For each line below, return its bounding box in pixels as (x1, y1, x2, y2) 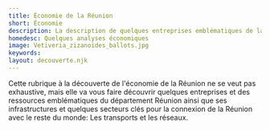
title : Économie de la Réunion (8, 11, 113, 20)
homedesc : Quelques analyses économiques (8, 34, 149, 43)
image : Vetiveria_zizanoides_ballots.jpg (8, 42, 149, 50)
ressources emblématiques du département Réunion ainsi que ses (8, 95, 227, 105)
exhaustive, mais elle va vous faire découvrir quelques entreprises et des (8, 87, 251, 96)
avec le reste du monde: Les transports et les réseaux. (8, 112, 189, 122)
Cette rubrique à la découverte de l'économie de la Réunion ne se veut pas (8, 78, 256, 88)
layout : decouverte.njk (8, 57, 88, 65)
